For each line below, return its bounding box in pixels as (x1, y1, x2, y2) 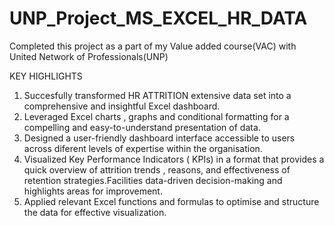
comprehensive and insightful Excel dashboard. (23, 100, 221, 112)
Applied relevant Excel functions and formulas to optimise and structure (23, 195, 320, 207)
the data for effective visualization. (23, 206, 167, 218)
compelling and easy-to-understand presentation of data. (23, 121, 261, 133)
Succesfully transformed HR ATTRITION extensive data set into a (23, 89, 292, 101)
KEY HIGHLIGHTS (9, 70, 83, 82)
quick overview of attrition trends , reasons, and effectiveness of (23, 163, 291, 176)
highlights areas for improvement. (23, 185, 163, 197)
